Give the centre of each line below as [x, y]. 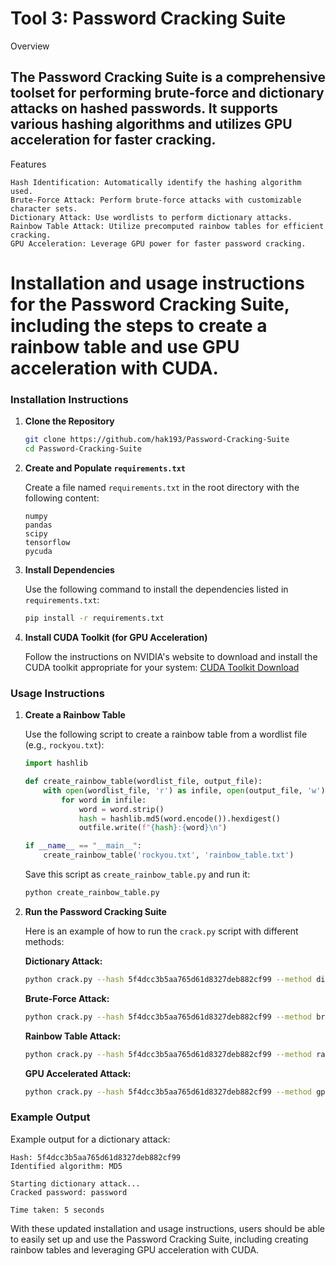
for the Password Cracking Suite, [150, 304]
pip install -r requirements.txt [94, 618]
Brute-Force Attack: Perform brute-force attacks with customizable [156, 200]
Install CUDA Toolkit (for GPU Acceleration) [116, 637]
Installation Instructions [69, 399]
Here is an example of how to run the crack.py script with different [161, 931]
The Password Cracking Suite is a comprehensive [168, 77]
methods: [44, 941]
